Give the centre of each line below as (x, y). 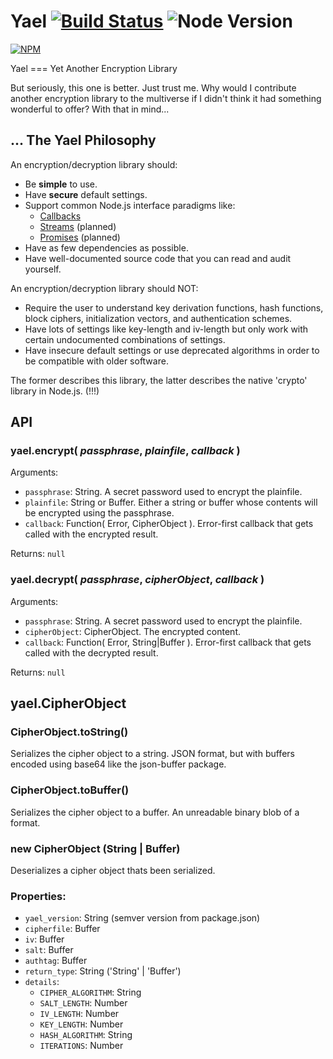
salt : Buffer (49, 950)
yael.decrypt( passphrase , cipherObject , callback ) (137, 580)
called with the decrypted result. (91, 652)
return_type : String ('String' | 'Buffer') (103, 971)
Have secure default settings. (86, 194)
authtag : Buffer (56, 961)
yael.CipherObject (68, 703)
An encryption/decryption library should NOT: (104, 288)
